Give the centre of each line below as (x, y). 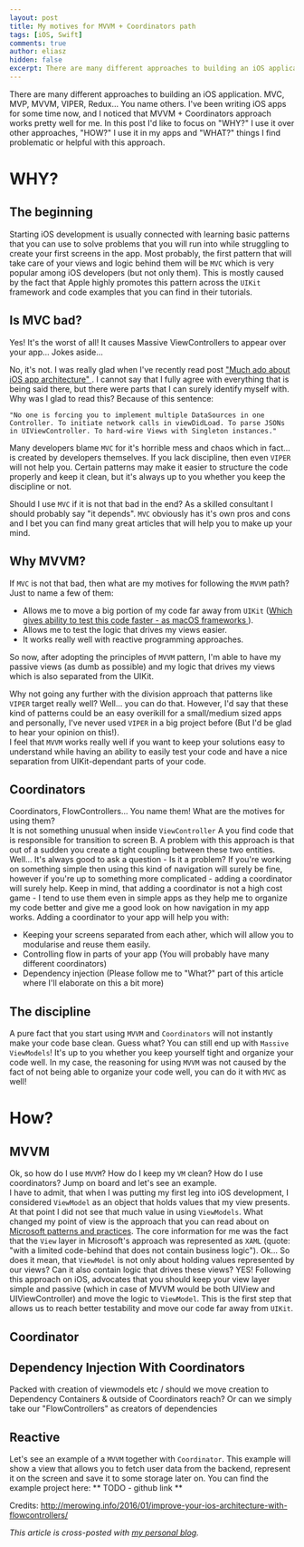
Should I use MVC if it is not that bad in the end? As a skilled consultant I (141, 503)
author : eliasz (38, 52)
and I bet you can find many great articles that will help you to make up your (151, 523)
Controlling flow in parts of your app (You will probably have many (146, 954)
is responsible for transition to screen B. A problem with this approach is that (152, 841)
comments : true (38, 43)
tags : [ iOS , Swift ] (46, 34)
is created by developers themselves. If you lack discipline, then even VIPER (150, 457)
